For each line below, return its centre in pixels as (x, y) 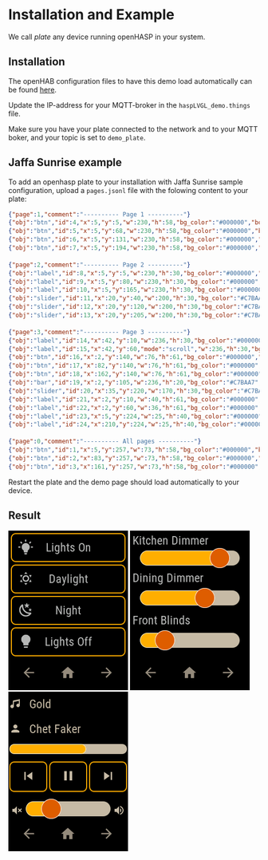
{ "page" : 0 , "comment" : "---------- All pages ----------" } (105, 442)
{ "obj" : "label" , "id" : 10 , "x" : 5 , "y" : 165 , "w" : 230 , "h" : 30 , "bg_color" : (121, 290)
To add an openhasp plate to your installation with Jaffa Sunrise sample (126, 182)
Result (25, 516)
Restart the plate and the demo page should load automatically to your (124, 482)
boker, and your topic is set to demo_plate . (77, 137)
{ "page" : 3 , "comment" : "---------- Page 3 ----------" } (100, 332)
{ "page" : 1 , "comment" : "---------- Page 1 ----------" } (100, 214)
